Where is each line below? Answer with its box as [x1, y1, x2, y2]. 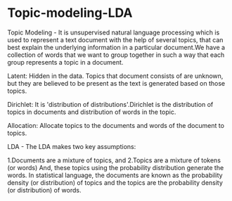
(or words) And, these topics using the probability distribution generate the [7, 163, 224, 171]
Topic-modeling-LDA [7, 5, 133, 21]
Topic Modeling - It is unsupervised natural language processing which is [7, 28, 220, 37]
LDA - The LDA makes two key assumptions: [7, 142, 136, 150]
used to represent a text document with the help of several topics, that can [7, 35, 224, 44]
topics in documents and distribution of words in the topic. [7, 108, 176, 116]
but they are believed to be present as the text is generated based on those [7, 79, 226, 87]
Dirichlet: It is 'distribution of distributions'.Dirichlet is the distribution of [7, 100, 214, 108]
